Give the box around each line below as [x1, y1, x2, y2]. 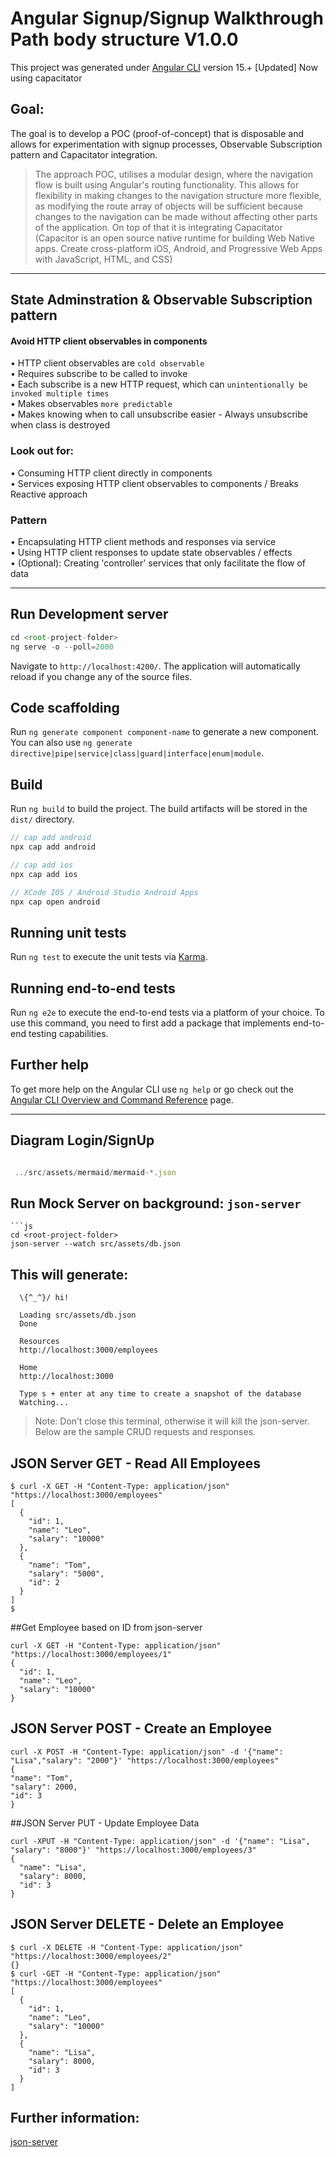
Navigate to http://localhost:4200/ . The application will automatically [10, 660, 301, 672]
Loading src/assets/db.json [19, 1310, 137, 1321]
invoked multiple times [10, 389, 110, 399]
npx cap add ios [10, 869, 78, 879]
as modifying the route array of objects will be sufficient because [34, 200, 303, 212]
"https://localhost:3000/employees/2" [10, 1951, 172, 1961]
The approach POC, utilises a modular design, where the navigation [34, 168, 313, 180]
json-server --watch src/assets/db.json [10, 1239, 182, 1249]
